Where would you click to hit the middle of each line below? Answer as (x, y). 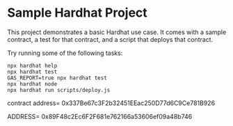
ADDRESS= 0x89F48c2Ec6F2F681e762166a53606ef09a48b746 (100, 116)
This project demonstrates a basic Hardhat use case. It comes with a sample (117, 32)
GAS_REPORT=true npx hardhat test (57, 78)
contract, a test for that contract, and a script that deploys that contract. (110, 39)
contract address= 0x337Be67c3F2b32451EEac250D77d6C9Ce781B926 (111, 103)
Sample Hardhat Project (77, 13)
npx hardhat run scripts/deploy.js (59, 90)
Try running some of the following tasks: (65, 53)
